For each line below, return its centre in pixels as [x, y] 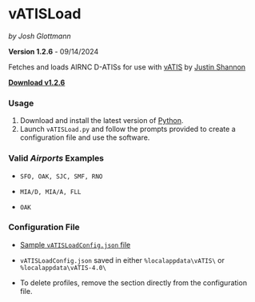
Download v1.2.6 [37, 82]
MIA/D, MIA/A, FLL [50, 192]
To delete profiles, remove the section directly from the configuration [133, 282]
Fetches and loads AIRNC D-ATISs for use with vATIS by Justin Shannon [127, 67]
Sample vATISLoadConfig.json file [75, 244]
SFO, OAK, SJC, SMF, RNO [61, 177]
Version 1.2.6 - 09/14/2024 [54, 51]
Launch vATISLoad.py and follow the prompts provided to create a [127, 129]
